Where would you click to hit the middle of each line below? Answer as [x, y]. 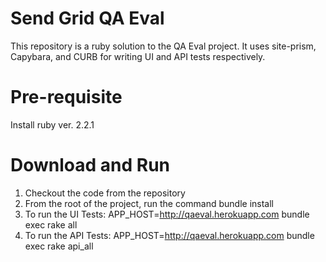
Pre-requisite [66, 97]
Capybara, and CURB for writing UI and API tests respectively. [138, 56]
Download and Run [90, 165]
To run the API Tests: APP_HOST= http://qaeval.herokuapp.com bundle [169, 235]
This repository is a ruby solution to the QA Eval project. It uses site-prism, [163, 46]
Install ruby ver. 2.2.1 [52, 124]
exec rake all [51, 224]
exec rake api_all [59, 246]
